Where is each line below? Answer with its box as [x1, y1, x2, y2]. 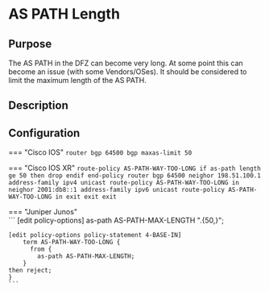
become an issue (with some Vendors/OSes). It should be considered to [8, 67, 247, 77]
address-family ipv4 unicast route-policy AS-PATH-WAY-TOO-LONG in [8, 179, 240, 187]
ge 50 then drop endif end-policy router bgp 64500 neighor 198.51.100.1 [8, 172, 262, 180]
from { [29, 245, 52, 254]
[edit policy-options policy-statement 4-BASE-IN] [8, 231, 182, 239]
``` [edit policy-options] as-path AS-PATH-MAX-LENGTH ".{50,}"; [8, 215, 224, 226]
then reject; [8, 267, 52, 275]
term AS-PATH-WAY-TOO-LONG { [23, 239, 121, 247]
